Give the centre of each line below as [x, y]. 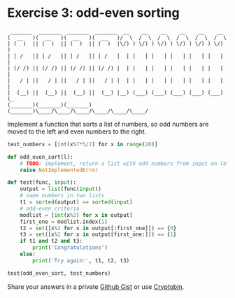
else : [28, 254]
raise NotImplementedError [59, 170]
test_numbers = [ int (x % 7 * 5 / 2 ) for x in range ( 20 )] [83, 144]
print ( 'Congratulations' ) [70, 248]
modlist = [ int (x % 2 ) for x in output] [76, 215]
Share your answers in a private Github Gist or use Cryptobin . [96, 286]
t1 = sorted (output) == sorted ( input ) [76, 202]
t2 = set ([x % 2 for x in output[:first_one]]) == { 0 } [98, 228]
